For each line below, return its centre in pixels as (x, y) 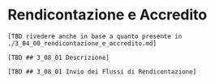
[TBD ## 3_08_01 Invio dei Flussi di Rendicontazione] (102, 71)
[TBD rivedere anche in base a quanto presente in (95, 36)
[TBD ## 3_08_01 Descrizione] (59, 57)
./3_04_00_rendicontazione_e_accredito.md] (82, 43)
